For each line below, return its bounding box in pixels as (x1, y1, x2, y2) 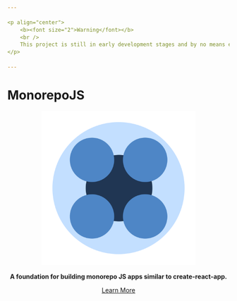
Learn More (101, 285, 135, 294)
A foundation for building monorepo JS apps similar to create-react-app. (10, 272, 227, 281)
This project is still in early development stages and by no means (20, 41, 226, 49)
